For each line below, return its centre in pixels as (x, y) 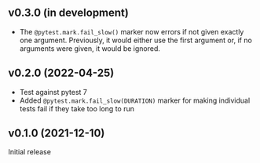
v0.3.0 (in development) (69, 13)
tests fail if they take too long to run (77, 108)
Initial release (29, 152)
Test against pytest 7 (53, 92)
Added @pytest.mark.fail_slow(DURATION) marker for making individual (135, 100)
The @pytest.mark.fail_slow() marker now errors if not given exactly (132, 31)
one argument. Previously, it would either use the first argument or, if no (136, 40)
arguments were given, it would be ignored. (90, 48)
